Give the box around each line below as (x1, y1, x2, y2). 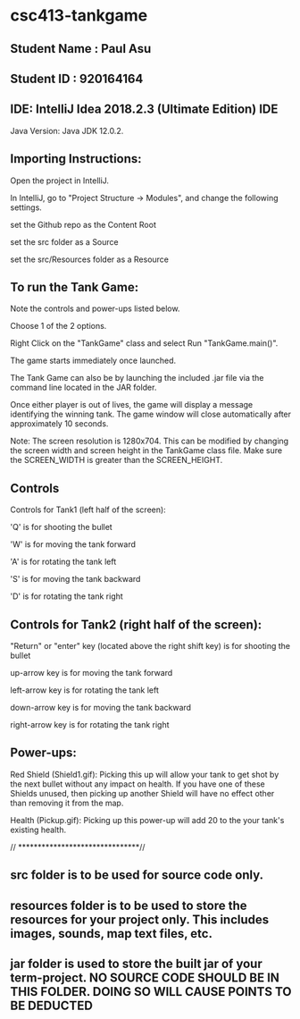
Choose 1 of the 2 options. (10, 321, 107, 332)
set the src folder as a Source (10, 236, 119, 247)
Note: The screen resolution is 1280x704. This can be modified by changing (10, 435, 289, 447)
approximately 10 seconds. (10, 418, 109, 429)
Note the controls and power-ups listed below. (10, 303, 180, 314)
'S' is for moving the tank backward (10, 574, 141, 585)
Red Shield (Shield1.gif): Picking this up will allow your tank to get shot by (10, 769, 279, 779)
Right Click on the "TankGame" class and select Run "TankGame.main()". (10, 338, 279, 349)
